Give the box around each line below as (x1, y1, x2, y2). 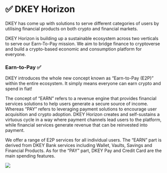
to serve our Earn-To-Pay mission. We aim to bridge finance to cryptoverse (5, 40, 160, 46)
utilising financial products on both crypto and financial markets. (5, 25, 138, 31)
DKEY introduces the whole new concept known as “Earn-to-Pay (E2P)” (5, 75, 154, 81)
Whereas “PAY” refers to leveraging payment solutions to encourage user (5, 106, 157, 112)
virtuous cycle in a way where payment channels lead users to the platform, (5, 116, 162, 123)
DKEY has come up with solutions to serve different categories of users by (5, 20, 159, 26)
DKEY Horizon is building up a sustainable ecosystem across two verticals (5, 35, 159, 41)
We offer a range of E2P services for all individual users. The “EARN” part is (5, 137, 162, 143)
